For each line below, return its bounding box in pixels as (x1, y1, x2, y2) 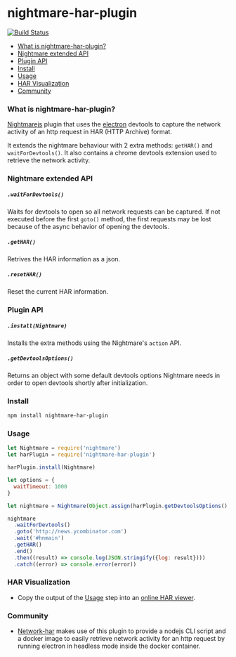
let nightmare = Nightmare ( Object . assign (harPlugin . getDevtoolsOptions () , (7, 502, 231, 509)
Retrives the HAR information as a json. (7, 255, 121, 264)
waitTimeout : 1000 (13, 483, 68, 490)
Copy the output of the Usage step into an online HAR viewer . (17, 593, 195, 601)
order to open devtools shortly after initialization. (7, 378, 148, 387)
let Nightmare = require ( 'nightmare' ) (7, 445, 121, 452)
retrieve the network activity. (7, 156, 91, 164)
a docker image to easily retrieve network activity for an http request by (17, 635, 225, 643)
